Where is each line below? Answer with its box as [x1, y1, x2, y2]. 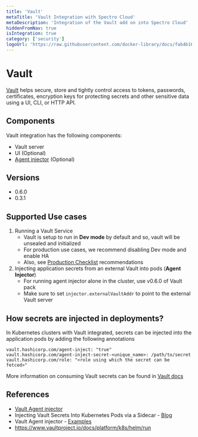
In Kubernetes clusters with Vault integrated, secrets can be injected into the [6, 329, 192, 336]
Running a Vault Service [14, 228, 73, 235]
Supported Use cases [6, 212, 87, 222]
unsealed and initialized [23, 240, 81, 247]
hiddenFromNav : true [6, 25, 57, 31]
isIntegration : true [6, 31, 57, 37]
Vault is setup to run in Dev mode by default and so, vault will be [23, 234, 180, 241]
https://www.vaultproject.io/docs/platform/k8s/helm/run [14, 424, 151, 431]
